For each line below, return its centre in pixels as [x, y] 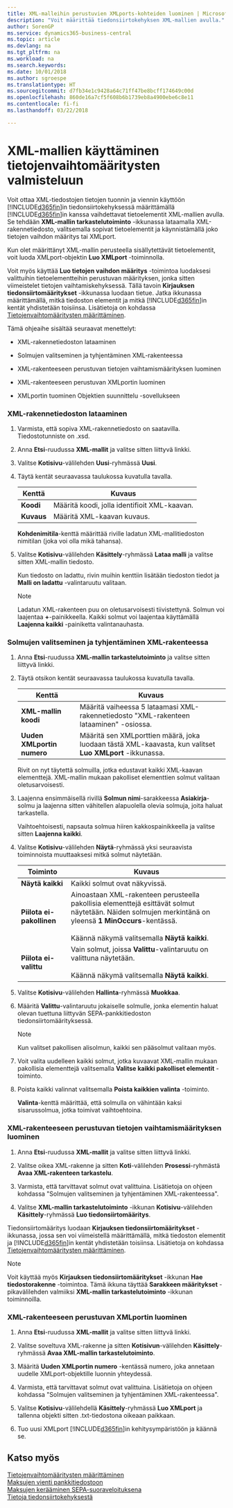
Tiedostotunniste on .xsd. [53, 436]
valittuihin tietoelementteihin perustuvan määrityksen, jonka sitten [101, 278]
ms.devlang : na [29, 46]
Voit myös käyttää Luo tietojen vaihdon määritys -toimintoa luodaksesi [109, 271]
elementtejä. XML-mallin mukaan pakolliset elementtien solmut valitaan [119, 777]
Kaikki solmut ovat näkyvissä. [119, 883]
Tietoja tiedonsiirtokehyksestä [50, 1497]
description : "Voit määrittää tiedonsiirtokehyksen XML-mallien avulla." [116, 20]
